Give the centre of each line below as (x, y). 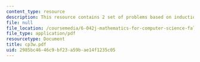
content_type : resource (36, 12)
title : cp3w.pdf (26, 45)
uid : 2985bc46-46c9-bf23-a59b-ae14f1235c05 (61, 50)
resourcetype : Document (36, 39)
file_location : (25, 28)
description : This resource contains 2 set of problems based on (89, 17)
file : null (20, 22)
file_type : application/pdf (41, 34)
